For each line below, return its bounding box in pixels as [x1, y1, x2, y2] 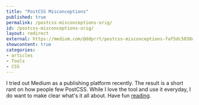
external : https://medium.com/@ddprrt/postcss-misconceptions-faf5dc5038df [6, 36, 197, 42]
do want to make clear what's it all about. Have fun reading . [6, 92, 152, 99]
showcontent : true [6, 42, 52, 48]
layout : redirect [6, 31, 49, 37]
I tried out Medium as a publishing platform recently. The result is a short [6, 80, 184, 87]
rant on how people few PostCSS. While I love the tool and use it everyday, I [6, 86, 191, 93]
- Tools [6, 58, 25, 64]
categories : [6, 47, 36, 53]
